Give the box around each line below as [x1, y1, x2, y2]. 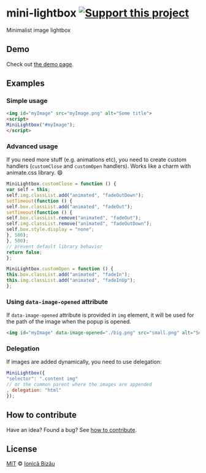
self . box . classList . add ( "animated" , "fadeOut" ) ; [6, 203, 133, 210]
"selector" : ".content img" [6, 376, 78, 382]
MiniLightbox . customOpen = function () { [6, 266, 114, 272]
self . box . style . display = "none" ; [6, 227, 95, 233]
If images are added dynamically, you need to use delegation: [6, 358, 162, 366]
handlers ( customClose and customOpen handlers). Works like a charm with [6, 162, 191, 170]
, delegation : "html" [6, 387, 62, 393]
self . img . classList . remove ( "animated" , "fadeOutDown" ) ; [6, 221, 152, 227]
